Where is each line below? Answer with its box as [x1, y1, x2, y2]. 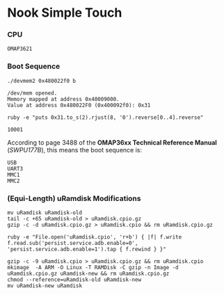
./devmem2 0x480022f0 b [7, 77, 77, 84]
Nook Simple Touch [7, 5, 122, 21]
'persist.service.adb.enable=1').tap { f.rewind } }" [7, 246, 167, 253]
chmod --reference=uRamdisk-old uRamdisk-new [7, 276, 141, 283]
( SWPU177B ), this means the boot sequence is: [7, 145, 143, 154]
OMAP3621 [7, 45, 33, 53]
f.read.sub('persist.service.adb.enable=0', [7, 240, 138, 247]
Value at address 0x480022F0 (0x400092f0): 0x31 [7, 102, 151, 109]
